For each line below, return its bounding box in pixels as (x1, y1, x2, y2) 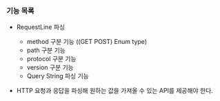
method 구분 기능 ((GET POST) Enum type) (26, 38, 148, 46)
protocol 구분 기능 (26, 55, 77, 63)
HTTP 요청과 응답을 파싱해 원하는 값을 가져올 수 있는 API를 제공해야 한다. (16, 87, 213, 95)
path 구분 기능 (26, 46, 66, 54)
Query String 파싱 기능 (26, 72, 89, 80)
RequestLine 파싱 (16, 23, 66, 32)
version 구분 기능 (26, 63, 74, 71)
